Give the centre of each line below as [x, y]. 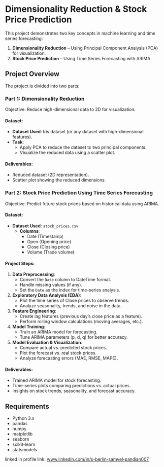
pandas [20, 424]
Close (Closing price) [49, 247]
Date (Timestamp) [45, 236]
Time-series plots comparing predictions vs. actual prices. [71, 386]
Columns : [30, 231]
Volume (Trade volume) [51, 252]
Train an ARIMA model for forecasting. [58, 332]
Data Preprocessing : [33, 274]
